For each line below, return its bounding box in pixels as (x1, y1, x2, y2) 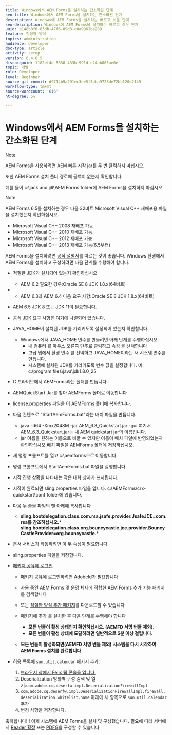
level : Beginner (5, 75, 40, 80)
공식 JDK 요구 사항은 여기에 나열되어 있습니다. (12, 315, 105, 321)
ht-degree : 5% (5, 94, 36, 99)
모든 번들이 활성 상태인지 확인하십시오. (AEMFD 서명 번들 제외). (28, 624, 155, 630)
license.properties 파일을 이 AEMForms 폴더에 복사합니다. (12, 400, 132, 407)
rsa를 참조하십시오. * (20, 519, 62, 525)
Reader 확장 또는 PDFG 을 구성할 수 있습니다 (10, 724, 100, 730)
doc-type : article (5, 46, 45, 51)
